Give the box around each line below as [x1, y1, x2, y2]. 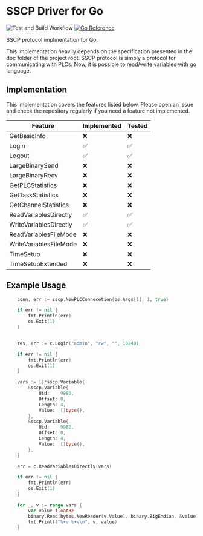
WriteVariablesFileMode [9, 240, 77, 248]
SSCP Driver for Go [6, 4, 104, 18]
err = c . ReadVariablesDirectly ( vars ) [17, 463, 112, 469]
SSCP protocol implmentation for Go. [6, 36, 98, 43]
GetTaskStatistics [9, 191, 59, 199]
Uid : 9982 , [38, 424, 74, 431]
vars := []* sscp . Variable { [17, 379, 85, 385]
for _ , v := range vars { [17, 501, 83, 508]
